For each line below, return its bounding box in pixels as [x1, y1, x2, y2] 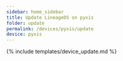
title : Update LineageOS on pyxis [6, 14, 94, 21]
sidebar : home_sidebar [6, 8, 64, 15]
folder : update [6, 20, 45, 26]
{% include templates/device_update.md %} [6, 48, 118, 55]
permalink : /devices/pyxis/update [6, 25, 94, 32]
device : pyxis [6, 31, 43, 37]
